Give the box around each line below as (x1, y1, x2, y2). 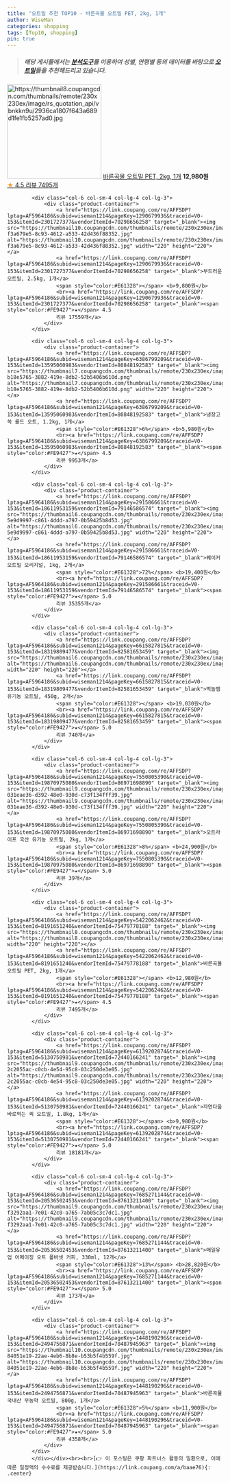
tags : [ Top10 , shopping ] (7, 29, 78, 36)
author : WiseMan (7, 16, 53, 23)
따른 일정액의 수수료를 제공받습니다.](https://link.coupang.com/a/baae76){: (7, 1464, 211, 1471)
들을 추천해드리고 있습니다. (35, 66, 107, 74)
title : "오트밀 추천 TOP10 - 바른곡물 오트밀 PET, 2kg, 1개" (7, 10, 166, 17)
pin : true (7, 36, 36, 43)
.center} (7, 1470, 32, 1478)
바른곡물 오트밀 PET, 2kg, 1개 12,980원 (102, 172, 209, 180)
